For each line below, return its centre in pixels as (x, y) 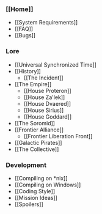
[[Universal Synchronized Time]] (56, 65)
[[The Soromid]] (35, 123)
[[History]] (27, 71)
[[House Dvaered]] (47, 103)
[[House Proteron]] (47, 90)
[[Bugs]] (25, 35)
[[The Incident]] (43, 78)
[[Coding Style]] (35, 191)
